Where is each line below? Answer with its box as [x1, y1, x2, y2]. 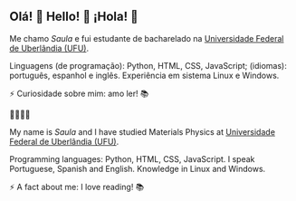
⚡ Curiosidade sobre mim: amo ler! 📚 [9, 88, 149, 99]
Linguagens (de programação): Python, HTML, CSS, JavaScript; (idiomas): [9, 60, 287, 71]
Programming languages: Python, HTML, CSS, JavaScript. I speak [9, 153, 255, 164]
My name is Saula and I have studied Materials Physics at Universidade [9, 126, 276, 137]
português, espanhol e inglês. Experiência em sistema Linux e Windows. [9, 70, 280, 81]
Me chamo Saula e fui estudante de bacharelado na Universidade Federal [9, 33, 284, 43]
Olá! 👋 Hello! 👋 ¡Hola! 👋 [9, 9, 138, 24]
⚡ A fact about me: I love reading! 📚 [9, 181, 145, 192]
